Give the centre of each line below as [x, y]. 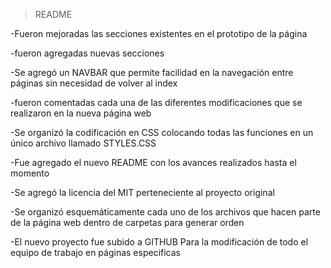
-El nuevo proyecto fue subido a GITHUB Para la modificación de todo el [159, 242]
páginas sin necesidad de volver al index [94, 83]
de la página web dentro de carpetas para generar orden [127, 222]
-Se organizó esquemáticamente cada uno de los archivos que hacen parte [165, 212]
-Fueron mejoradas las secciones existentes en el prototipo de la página [159, 33]
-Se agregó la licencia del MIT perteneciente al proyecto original [142, 192]
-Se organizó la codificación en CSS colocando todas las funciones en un [162, 132]
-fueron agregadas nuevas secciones [87, 53]
